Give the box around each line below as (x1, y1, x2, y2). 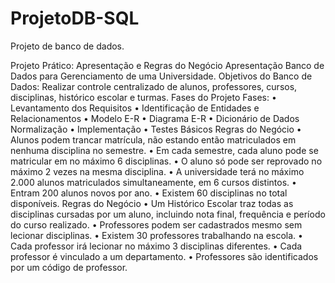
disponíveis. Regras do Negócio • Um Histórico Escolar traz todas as (10, 197, 294, 209)
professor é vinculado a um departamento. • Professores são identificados (10, 250, 319, 262)
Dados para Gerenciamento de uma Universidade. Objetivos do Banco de (10, 70, 313, 82)
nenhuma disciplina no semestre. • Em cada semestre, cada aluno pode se (10, 144, 319, 156)
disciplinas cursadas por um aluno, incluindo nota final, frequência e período (10, 208, 326, 220)
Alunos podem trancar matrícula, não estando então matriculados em (10, 133, 297, 146)
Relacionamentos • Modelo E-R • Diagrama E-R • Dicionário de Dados (10, 112, 300, 124)
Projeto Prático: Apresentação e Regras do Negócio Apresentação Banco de (10, 59, 325, 71)
